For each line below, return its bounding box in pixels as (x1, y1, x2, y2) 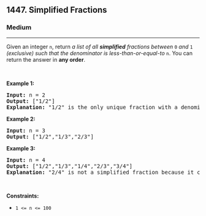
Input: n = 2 (6, 91, 46, 99)
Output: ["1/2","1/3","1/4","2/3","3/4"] (6, 162, 133, 169)
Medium (6, 23, 32, 32)
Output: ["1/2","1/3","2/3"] (6, 133, 94, 140)
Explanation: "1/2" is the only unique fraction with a (6, 103, 178, 111)
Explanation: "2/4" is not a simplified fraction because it (6, 168, 194, 176)
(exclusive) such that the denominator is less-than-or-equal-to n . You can (6, 49, 193, 57)
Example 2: (6, 115, 36, 122)
